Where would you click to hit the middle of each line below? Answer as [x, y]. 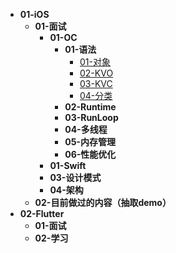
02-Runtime [90, 107]
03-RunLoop [91, 117]
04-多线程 [86, 129]
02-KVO [96, 73]
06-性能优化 [90, 154]
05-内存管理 [90, 142]
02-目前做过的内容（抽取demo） [103, 202]
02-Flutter [42, 213]
